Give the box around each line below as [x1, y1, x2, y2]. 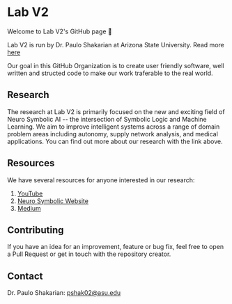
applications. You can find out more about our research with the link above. [7, 137, 223, 145]
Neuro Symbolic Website [17, 196, 89, 205]
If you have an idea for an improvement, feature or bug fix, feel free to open [7, 243, 224, 251]
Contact [7, 270, 43, 282]
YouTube [17, 189, 43, 198]
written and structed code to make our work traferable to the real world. [7, 69, 214, 77]
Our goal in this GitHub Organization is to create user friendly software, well [7, 61, 224, 70]
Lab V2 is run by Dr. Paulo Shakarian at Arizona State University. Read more [7, 40, 224, 49]
